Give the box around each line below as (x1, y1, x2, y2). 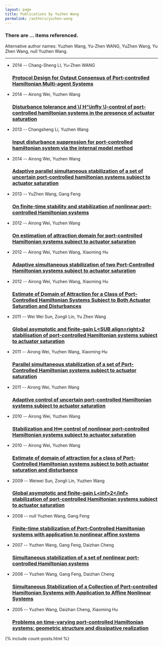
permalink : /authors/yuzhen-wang (5, 16, 73, 21)
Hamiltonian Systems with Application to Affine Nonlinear (12, 589, 151, 596)
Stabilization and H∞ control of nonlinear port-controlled (12, 425, 149, 432)
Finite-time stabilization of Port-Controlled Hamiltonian (12, 525, 145, 532)
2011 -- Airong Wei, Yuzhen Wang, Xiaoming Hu (12, 349, 108, 355)
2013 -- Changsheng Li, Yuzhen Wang (12, 126, 89, 132)
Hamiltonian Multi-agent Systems (12, 80, 94, 87)
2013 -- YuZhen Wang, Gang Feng (12, 191, 81, 197)
